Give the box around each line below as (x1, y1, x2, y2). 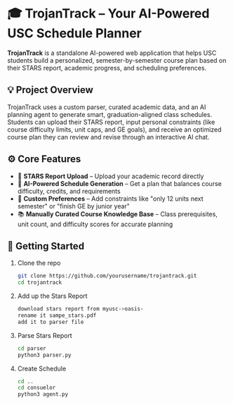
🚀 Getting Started (7, 240, 85, 252)
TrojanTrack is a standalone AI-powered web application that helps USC (7, 49, 217, 57)
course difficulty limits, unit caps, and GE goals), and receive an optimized (7, 125, 222, 134)
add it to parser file (17, 318, 84, 325)
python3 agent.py (17, 391, 69, 398)
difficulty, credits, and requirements (17, 187, 121, 195)
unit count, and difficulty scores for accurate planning (17, 220, 173, 228)
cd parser (17, 344, 47, 352)
